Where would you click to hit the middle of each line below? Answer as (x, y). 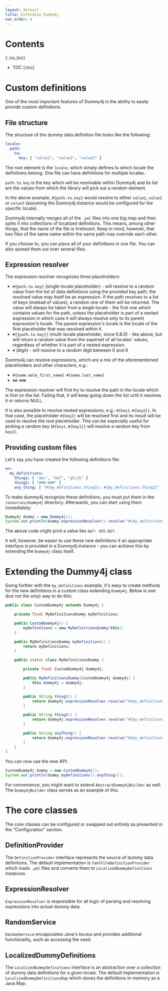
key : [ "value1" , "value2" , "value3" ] (60, 158)
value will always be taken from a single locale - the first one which (81, 308)
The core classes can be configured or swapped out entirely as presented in (84, 824)
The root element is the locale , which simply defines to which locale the (79, 167)
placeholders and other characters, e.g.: (46, 365)
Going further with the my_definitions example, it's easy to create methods (83, 585)
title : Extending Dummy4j (32, 15)
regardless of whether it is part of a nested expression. (69, 345)
